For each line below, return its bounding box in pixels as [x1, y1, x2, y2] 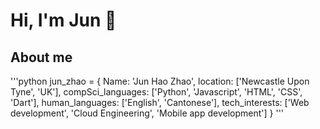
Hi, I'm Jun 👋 [10, 9, 117, 32]
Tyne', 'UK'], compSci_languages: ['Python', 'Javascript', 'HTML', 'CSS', [10, 86, 303, 98]
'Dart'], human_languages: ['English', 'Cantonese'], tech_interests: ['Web [10, 97, 310, 108]
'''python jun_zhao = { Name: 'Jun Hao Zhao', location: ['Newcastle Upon [10, 75, 310, 87]
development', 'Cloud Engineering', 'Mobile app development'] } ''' [10, 107, 285, 119]
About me [10, 49, 73, 66]
